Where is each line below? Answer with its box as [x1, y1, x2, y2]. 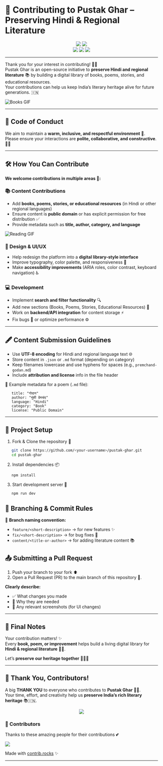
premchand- [135, 363, 158, 368]
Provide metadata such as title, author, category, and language [12, 221, 141, 227]
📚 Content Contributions [5, 188, 65, 195]
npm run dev [11, 491, 36, 496]
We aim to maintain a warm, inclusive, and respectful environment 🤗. [5, 131, 146, 136]
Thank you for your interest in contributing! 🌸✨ [5, 61, 98, 67]
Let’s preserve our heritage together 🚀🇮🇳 [5, 655, 89, 662]
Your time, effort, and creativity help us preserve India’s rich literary [5, 692, 142, 698]
